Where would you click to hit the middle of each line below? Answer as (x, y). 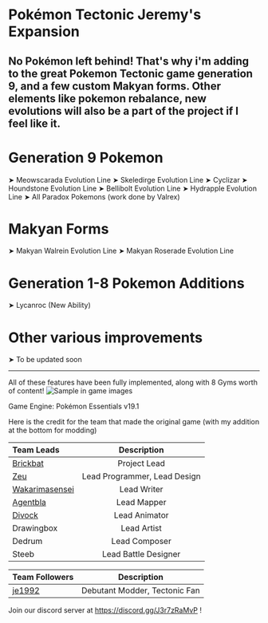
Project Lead (142, 463)
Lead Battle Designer (142, 554)
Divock (25, 515)
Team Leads (36, 450)
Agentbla (29, 503)
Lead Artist (141, 528)
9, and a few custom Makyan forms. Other (115, 86)
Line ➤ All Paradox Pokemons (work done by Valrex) (95, 196)
